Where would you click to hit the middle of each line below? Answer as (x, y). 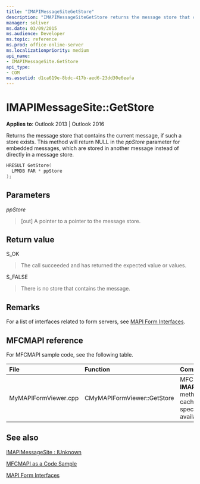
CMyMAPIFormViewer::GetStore (129, 398)
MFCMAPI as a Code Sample (42, 463)
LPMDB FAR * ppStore (37, 171)
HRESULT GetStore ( (29, 166)
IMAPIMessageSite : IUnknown (44, 452)
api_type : (18, 67)
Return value (30, 240)
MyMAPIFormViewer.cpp (44, 398)
